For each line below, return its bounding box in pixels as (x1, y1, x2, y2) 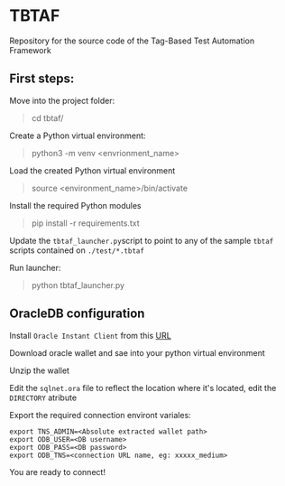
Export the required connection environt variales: (9, 409, 191, 420)
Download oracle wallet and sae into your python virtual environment (9, 347, 266, 358)
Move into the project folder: (9, 95, 115, 106)
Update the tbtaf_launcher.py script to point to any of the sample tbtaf (9, 235, 274, 246)
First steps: (9, 71, 75, 87)
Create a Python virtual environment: (9, 130, 146, 141)
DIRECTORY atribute (9, 392, 78, 403)
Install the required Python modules (9, 200, 142, 210)
